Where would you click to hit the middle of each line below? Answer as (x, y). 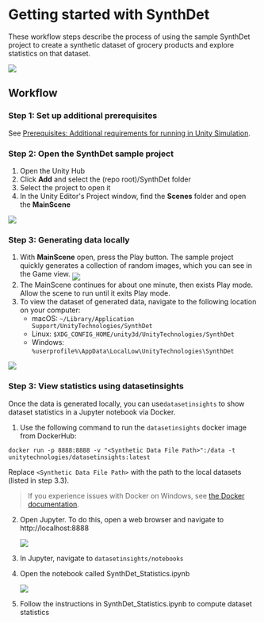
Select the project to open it (65, 187)
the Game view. (45, 274)
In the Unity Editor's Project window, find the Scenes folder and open (133, 196)
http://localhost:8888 (54, 528)
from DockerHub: (48, 436)
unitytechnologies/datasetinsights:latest (79, 457)
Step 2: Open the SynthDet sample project (91, 154)
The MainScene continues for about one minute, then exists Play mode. (136, 285)
